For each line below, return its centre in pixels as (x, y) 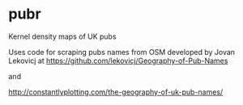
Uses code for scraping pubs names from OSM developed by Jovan (122, 52)
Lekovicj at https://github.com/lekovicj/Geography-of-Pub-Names (118, 61)
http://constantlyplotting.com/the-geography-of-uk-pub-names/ (116, 92)
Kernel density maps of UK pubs (62, 36)
